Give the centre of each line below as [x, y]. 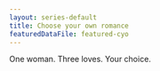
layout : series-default [53, 17]
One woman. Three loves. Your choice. [80, 59]
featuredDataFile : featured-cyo [69, 34]
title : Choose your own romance [69, 26]
